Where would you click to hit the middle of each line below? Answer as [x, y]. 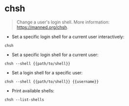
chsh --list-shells [24, 100]
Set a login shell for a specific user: [47, 73]
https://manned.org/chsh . [42, 27]
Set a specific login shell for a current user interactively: [68, 37]
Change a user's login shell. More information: [63, 22]
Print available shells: [33, 90]
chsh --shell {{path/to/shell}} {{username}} [52, 82]
